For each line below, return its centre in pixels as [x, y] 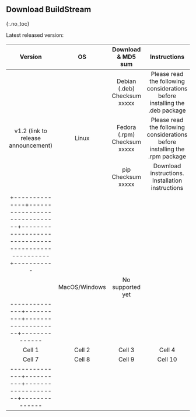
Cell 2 [82, 350]
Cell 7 [31, 359]
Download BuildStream [49, 10]
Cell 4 [167, 350]
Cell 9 [127, 359]
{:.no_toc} [18, 23]
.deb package [167, 110]
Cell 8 [82, 359]
